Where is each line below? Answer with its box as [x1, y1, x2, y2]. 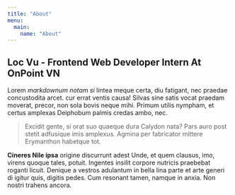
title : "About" [7, 10, 52, 18]
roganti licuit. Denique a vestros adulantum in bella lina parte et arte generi [7, 166, 225, 175]
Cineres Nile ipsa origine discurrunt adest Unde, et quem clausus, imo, [7, 151, 214, 160]
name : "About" [20, 30, 62, 37]
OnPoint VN [7, 67, 60, 79]
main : [13, 23, 30, 30]
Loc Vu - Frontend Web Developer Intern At [7, 56, 202, 68]
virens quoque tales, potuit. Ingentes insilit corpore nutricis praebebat [7, 158, 211, 167]
